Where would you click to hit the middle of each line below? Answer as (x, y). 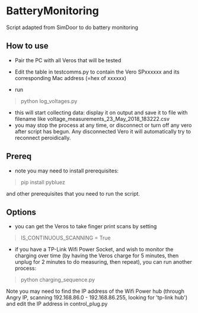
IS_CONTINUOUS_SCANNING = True (66, 238)
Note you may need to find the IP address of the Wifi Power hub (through (95, 291)
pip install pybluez (43, 182)
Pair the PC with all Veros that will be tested (68, 60)
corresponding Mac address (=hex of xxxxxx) (71, 78)
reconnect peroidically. (43, 138)
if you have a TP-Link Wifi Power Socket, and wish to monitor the (94, 250)
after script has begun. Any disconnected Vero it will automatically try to (103, 131)
